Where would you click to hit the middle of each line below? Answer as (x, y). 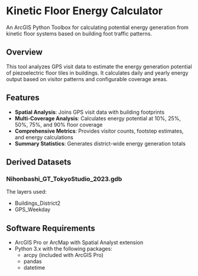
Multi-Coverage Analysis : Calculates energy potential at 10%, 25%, (98, 118)
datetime (34, 268)
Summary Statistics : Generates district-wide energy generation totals (100, 143)
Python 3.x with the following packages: (63, 249)
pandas (33, 261)
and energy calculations (44, 137)
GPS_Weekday (33, 210)
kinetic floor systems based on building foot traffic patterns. (79, 33)
